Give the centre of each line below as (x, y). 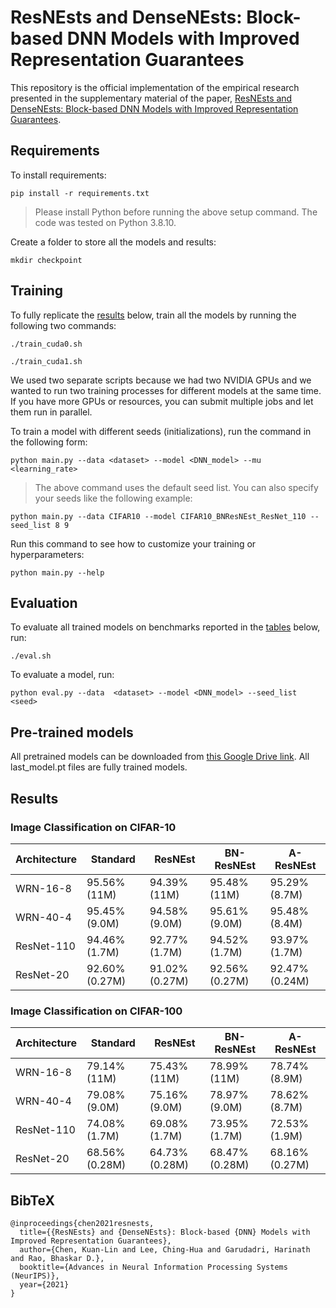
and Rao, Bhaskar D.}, (57, 1258)
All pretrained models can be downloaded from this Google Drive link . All (160, 757)
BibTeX (32, 1200)
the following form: (49, 442)
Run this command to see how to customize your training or (133, 543)
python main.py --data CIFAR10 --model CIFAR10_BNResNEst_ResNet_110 (158, 516)
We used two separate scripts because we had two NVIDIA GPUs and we (161, 380)
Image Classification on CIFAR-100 (96, 1011)
